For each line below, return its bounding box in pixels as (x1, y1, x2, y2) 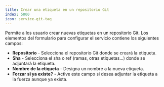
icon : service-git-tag (5, 16, 52, 21)
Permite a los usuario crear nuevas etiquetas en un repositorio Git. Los (5, 30, 149, 36)
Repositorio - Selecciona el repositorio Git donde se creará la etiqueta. (12, 50, 157, 56)
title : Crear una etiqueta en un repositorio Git (5, 7, 110, 12)
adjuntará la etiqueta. (12, 60, 56, 67)
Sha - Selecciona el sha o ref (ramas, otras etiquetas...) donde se (12, 55, 146, 61)
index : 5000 (5, 12, 30, 17)
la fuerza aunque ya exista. (12, 76, 68, 82)
